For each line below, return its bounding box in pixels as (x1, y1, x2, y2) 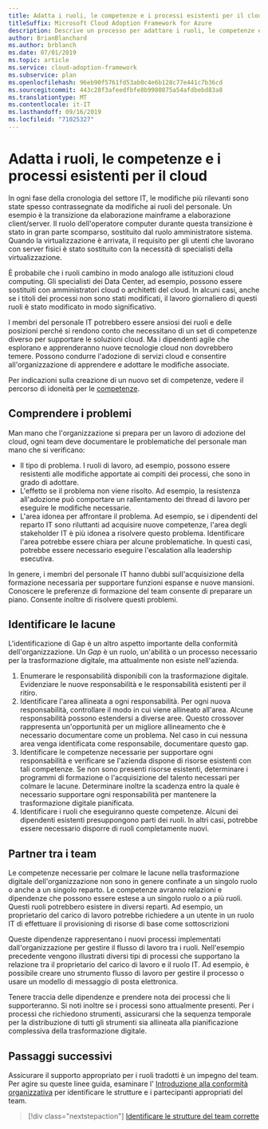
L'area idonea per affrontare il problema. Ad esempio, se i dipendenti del (19, 511, 258, 521)
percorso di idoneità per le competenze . (8, 384, 140, 393)
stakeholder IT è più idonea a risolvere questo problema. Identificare (19, 528, 245, 538)
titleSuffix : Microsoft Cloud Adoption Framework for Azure (8, 19, 213, 27)
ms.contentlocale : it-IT (8, 101, 91, 109)
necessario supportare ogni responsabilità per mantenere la (19, 790, 217, 799)
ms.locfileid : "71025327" (8, 116, 94, 124)
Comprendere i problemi (8, 407, 132, 420)
